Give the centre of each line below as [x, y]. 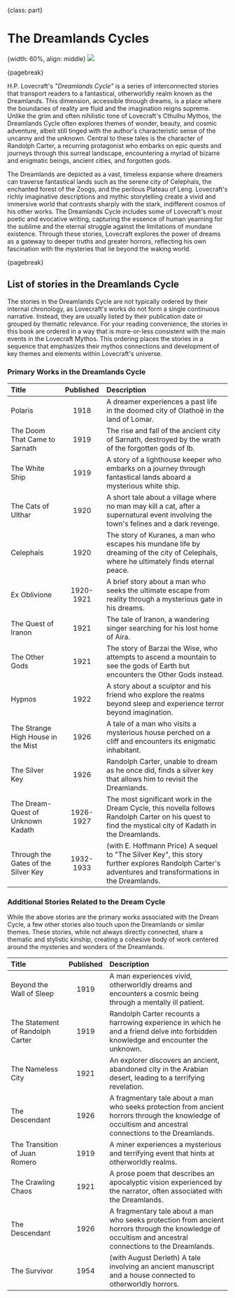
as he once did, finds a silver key [160, 770]
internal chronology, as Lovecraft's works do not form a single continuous [114, 309]
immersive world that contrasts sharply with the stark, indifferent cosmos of [116, 204]
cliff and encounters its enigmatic [161, 741]
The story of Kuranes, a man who [161, 535]
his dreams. [125, 608]
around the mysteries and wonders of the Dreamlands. [86, 947]
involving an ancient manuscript [162, 1266]
